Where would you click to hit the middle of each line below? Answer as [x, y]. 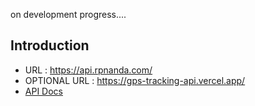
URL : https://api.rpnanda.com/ [88, 70]
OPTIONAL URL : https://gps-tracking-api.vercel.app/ [135, 80]
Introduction [50, 45]
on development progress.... [68, 14]
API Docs [43, 91]
